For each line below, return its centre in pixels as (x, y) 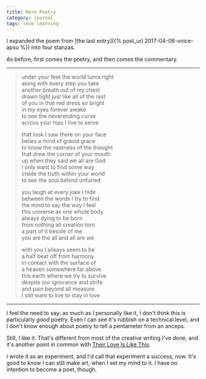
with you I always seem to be (58, 250)
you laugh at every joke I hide (59, 192)
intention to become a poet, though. (51, 370)
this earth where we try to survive (64, 276)
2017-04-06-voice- (169, 41)
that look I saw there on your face (64, 135)
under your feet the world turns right (67, 77)
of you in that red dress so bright (63, 103)
